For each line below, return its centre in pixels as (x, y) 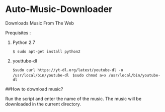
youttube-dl (25, 60)
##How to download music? (34, 89)
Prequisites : (18, 32)
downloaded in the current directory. (43, 104)
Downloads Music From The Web (40, 23)
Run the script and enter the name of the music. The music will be (73, 98)
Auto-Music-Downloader (59, 9)
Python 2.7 (24, 42)
